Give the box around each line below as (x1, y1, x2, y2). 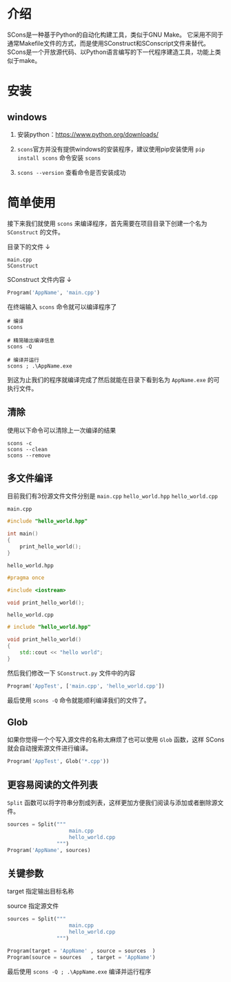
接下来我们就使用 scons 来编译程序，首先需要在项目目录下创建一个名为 (7, 219, 208, 227)
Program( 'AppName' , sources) (7, 847, 91, 853)
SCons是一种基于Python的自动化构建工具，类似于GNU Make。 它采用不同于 (7, 30, 224, 39)
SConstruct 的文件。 (7, 227, 64, 236)
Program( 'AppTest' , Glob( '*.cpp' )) (7, 758, 110, 765)
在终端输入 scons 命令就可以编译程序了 (7, 302, 117, 311)
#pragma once (7, 574, 45, 581)
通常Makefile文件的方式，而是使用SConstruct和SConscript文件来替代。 (7, 39, 210, 47)
